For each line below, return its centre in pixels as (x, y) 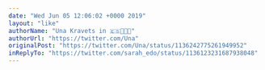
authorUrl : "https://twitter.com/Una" (74, 38)
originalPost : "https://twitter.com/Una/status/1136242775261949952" (128, 46)
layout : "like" (34, 23)
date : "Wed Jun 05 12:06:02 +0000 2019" (78, 16)
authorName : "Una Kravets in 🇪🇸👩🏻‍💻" (72, 31)
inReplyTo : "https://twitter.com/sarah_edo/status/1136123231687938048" (133, 53)
